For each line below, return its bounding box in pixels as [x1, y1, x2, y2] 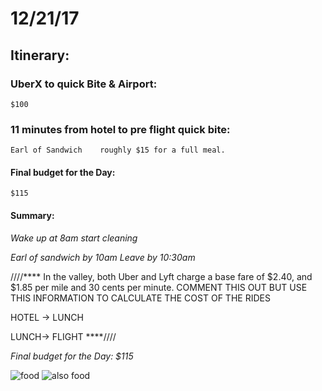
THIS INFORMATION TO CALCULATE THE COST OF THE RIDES [10, 292, 271, 304]
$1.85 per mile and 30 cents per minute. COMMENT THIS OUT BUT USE [10, 281, 308, 293]
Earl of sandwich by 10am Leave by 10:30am [10, 251, 196, 263]
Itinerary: [10, 47, 70, 64]
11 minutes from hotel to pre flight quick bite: [10, 122, 231, 136]
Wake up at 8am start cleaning [10, 232, 138, 244]
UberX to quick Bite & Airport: [10, 77, 158, 91]
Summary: [10, 209, 55, 221]
